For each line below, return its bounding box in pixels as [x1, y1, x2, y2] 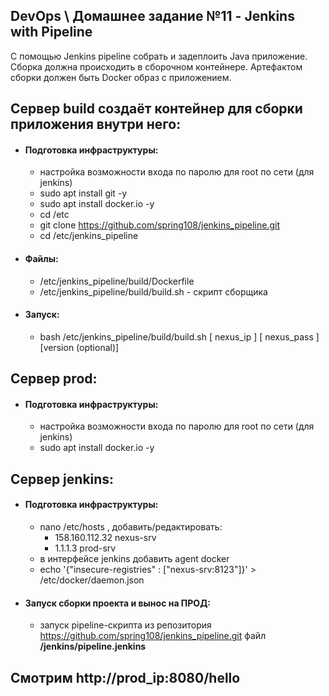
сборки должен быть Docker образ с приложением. [10, 71, 232, 83]
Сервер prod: [10, 370, 98, 388]
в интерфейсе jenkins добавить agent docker [39, 553, 230, 564]
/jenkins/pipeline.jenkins [39, 640, 147, 653]
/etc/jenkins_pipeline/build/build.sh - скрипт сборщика [39, 285, 268, 298]
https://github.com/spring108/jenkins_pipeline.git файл [39, 630, 267, 642]
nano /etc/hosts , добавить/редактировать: [39, 521, 223, 533]
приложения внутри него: [10, 116, 182, 133]
